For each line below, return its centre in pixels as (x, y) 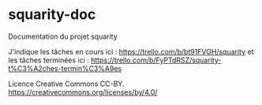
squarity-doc (52, 15)
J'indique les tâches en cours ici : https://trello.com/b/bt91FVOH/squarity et (131, 51)
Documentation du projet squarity (63, 36)
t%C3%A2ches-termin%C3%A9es (65, 68)
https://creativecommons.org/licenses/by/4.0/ (83, 92)
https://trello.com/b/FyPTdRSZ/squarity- (156, 60)
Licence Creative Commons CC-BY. (66, 84)
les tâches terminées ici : (49, 60)
